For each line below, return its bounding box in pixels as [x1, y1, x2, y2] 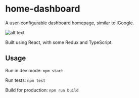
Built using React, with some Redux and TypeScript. [5, 39, 113, 45]
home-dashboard [5, 3, 80, 15]
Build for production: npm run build [5, 87, 79, 93]
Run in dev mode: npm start [5, 67, 64, 73]
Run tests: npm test [5, 77, 45, 83]
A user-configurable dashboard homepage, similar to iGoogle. [5, 20, 134, 26]
